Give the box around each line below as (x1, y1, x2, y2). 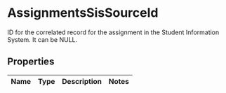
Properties (7, 56, 55, 68)
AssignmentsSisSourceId (7, 5, 159, 21)
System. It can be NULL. (7, 35, 78, 43)
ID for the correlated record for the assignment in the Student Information (7, 28, 220, 36)
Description (62, 76, 102, 86)
